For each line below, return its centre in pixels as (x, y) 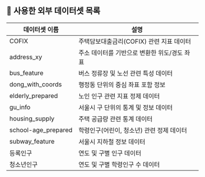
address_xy (26, 57)
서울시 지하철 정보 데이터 (112, 142)
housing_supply (32, 119)
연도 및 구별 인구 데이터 (110, 153)
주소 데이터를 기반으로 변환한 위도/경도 (131, 52)
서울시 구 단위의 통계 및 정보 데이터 (125, 107)
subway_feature (32, 141)
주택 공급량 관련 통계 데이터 (115, 119)
